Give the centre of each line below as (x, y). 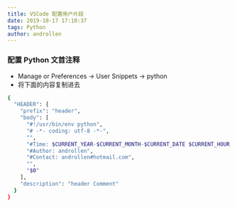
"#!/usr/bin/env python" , (64, 124)
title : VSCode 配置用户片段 (45, 14)
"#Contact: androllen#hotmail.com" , (80, 157)
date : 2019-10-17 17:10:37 (47, 21)
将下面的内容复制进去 (49, 84)
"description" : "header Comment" (70, 184)
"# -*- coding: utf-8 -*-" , (68, 131)
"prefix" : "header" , (50, 111)
